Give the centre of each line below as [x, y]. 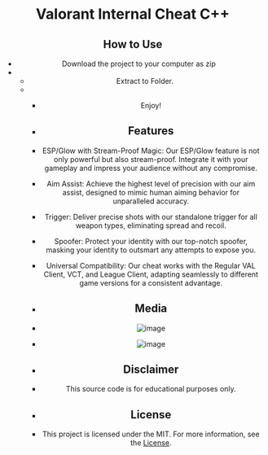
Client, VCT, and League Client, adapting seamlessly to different [151, 274]
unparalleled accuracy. [151, 201]
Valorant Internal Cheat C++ [133, 14]
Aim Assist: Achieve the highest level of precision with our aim [151, 183]
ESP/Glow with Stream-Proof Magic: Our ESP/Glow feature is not [151, 151]
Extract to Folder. [145, 81]
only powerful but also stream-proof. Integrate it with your [151, 159]
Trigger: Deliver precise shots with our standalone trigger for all [151, 217]
